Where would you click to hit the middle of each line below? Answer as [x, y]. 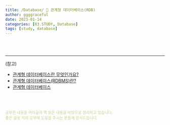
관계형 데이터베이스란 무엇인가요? [46, 74]
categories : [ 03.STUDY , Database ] [42, 24]
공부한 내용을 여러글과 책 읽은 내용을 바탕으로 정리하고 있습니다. [59, 113]
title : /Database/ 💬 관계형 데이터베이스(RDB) [50, 10]
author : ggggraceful [27, 15]
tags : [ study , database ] [31, 29]
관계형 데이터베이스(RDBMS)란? [44, 81]
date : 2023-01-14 [24, 19]
